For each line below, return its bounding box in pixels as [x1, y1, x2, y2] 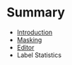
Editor [16, 43, 35, 51]
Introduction [16, 28, 53, 36]
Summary [6, 4, 65, 21]
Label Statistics [16, 51, 61, 59]
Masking [16, 35, 42, 44]
